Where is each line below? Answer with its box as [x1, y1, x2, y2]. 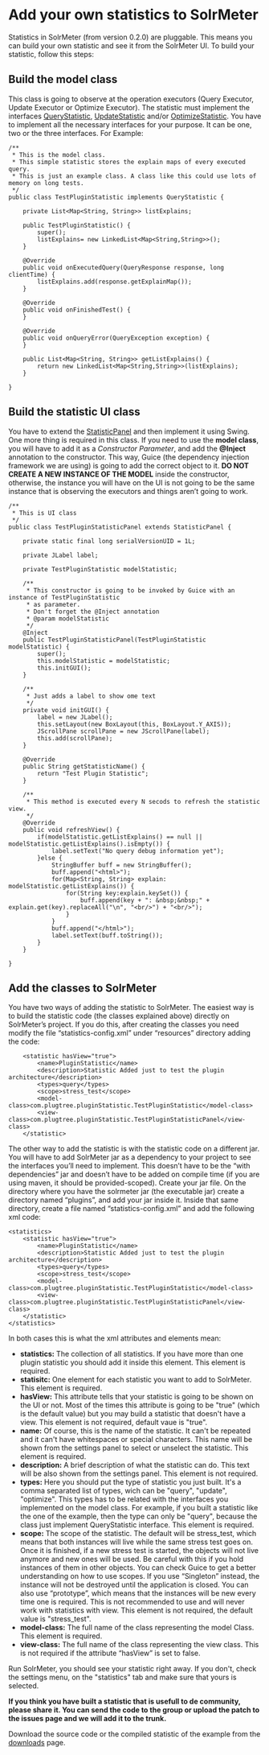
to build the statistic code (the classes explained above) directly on [8, 1011, 230, 1021]
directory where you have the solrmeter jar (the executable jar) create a [8, 1187, 245, 1197]
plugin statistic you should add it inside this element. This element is [19, 1357, 247, 1367]
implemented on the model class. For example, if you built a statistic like [19, 1503, 259, 1513]
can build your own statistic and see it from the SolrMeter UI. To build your [8, 40, 255, 50]
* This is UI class [11, 509, 78, 517]
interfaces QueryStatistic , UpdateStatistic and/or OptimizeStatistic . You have [8, 111, 262, 121]
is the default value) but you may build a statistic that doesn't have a [19, 1409, 247, 1419]
